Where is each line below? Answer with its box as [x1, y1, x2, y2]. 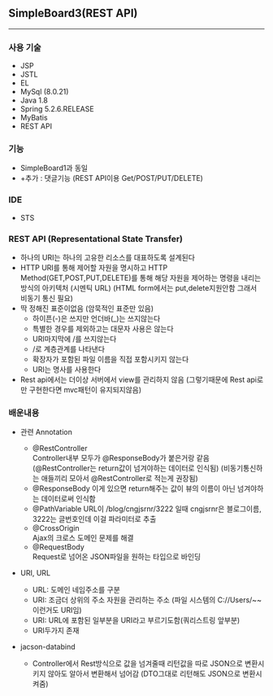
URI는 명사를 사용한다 [32, 365, 102, 374]
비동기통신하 [223, 463, 263, 473]
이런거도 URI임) [32, 606, 83, 615]
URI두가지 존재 [32, 626, 80, 636]
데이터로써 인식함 [41, 494, 96, 504]
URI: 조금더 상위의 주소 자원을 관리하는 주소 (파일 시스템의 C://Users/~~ [32, 595, 262, 605]
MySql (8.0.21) [19, 87, 69, 97]
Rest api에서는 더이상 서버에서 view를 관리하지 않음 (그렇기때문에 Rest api [19, 374, 258, 384]
